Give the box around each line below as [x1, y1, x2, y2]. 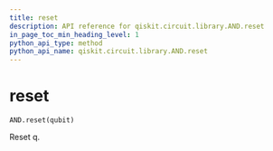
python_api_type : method [9, 38, 103, 48]
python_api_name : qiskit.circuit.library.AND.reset [9, 47, 208, 56]
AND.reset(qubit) [9, 116, 75, 125]
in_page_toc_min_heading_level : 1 [9, 30, 140, 39]
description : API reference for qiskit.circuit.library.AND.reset [9, 22, 265, 31]
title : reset [9, 13, 59, 23]
